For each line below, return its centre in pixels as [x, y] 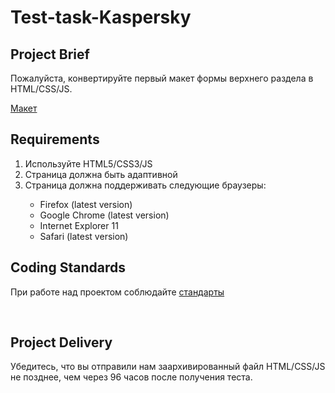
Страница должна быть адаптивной [101, 174]
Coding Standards [68, 267]
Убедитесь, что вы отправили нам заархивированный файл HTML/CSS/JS [168, 367]
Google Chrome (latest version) [104, 215]
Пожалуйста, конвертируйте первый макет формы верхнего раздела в [162, 78]
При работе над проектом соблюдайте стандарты [117, 292]
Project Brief [50, 54]
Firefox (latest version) [86, 204]
